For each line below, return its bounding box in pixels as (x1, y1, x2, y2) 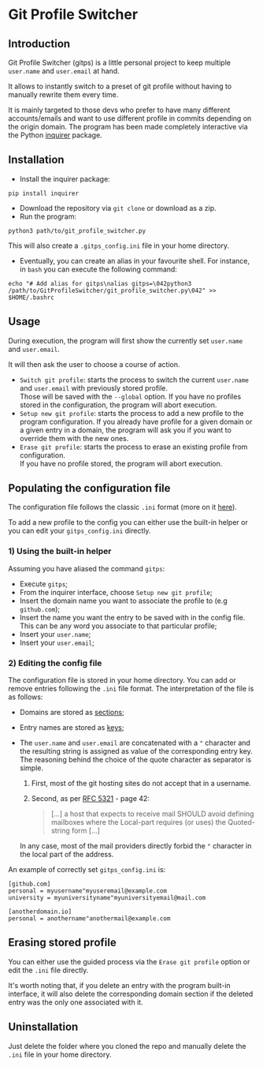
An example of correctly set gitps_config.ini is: (8, 865, 166, 874)
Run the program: (19, 212, 77, 221)
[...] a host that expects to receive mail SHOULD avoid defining (50, 809, 254, 818)
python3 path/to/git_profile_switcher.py (8, 227, 146, 234)
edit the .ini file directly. (8, 965, 89, 975)
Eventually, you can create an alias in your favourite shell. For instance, (19, 256, 250, 265)
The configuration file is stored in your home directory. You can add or (8, 676, 236, 685)
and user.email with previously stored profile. (19, 383, 168, 392)
